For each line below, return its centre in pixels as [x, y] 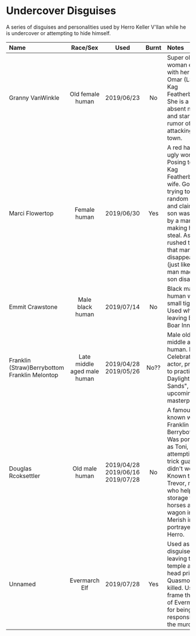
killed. [175, 587]
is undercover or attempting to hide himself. [58, 33]
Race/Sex [85, 47]
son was [178, 213]
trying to [179, 191]
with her [178, 72]
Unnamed [22, 584]
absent [176, 108]
